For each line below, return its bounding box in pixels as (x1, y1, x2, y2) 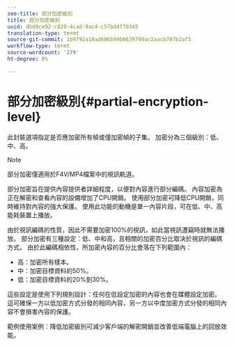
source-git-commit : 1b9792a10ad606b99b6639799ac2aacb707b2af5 (7, 36, 192, 43)
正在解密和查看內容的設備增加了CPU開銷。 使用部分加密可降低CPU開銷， (7, 193, 218, 202)
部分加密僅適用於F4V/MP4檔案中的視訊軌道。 (7, 170, 138, 178)
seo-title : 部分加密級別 (7, 10, 73, 17)
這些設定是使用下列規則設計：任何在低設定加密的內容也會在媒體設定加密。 (7, 290, 221, 298)
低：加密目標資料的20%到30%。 (17, 275, 113, 283)
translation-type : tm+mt (7, 29, 79, 37)
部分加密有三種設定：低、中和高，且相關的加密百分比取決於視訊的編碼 (20, 234, 223, 242)
